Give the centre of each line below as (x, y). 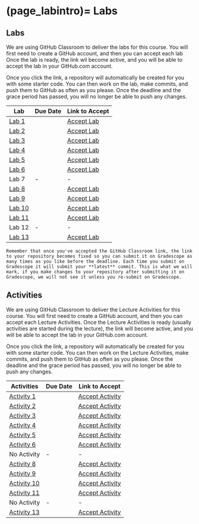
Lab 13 (19, 237)
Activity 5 (23, 435)
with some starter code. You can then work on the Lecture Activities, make (97, 352)
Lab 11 (19, 218)
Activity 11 (24, 493)
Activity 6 (23, 444)
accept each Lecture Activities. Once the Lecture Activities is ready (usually (99, 322)
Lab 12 (19, 227)
